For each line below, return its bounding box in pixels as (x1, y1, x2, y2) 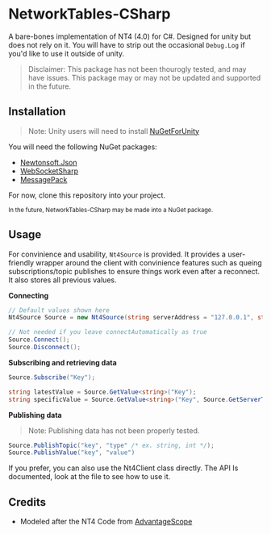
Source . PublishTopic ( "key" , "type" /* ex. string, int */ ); (8, 441, 215, 449)
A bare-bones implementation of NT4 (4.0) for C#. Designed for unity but (8, 31, 252, 41)
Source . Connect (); (8, 336, 70, 344)
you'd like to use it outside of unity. (8, 48, 125, 58)
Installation (8, 105, 66, 119)
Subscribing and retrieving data (8, 357, 117, 367)
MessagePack (19, 174, 68, 184)
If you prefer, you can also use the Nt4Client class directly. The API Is (8, 463, 239, 473)
